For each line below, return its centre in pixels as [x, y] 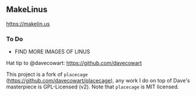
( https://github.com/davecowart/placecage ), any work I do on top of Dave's [98, 81]
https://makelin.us [28, 23]
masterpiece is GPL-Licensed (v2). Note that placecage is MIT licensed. [93, 87]
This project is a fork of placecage [47, 74]
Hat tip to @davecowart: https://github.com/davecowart [74, 63]
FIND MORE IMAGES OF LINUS [52, 52]
